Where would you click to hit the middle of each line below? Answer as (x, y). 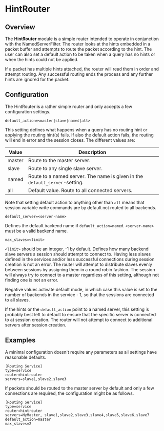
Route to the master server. (59, 160)
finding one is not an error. (32, 280)
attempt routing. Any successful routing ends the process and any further (79, 74)
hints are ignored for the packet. (37, 79)
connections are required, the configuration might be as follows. (70, 393)
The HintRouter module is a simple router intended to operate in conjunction (82, 39)
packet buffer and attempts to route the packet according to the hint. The (79, 49)
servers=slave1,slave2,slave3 (36, 379)
